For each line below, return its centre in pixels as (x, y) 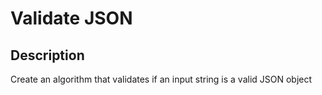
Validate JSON (71, 18)
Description (47, 55)
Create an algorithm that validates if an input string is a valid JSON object (161, 79)
